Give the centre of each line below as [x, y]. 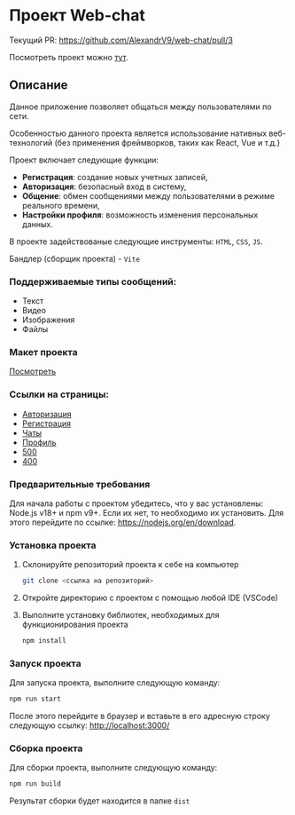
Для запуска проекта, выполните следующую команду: [115, 683]
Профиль [39, 442]
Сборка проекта [46, 748]
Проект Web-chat [78, 16]
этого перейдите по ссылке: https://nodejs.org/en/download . [123, 522]
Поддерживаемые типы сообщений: [93, 281]
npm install [44, 641]
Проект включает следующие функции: [84, 160]
